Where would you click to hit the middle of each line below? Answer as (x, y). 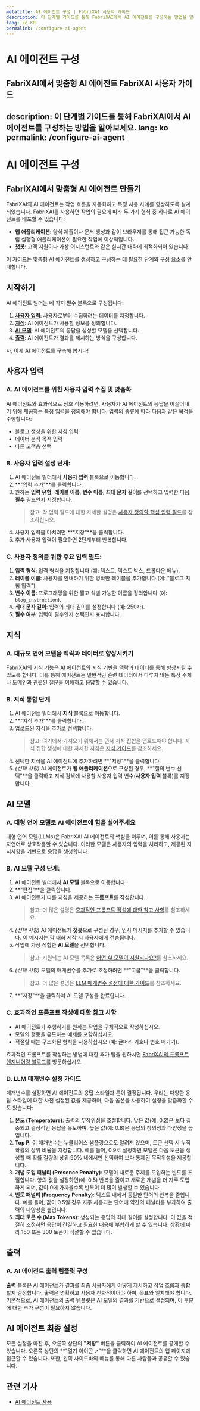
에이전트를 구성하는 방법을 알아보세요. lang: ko (87, 128)
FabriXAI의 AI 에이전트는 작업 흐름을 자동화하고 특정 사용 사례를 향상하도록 (93, 204)
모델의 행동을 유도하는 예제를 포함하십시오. (64, 1034)
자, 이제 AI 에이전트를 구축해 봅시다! (48, 351)
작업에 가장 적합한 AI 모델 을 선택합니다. (60, 945)
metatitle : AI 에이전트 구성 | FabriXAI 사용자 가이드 (68, 12)
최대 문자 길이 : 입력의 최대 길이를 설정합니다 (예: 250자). (80, 607)
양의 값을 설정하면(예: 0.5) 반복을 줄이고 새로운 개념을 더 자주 (108, 1180)
